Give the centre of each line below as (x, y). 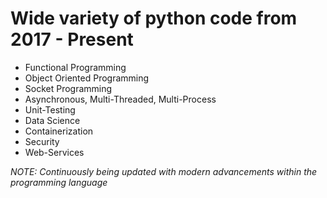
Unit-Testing (50, 109)
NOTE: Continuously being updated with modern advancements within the (164, 171)
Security (42, 141)
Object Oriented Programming (87, 78)
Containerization (59, 131)
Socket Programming (68, 88)
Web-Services (54, 152)
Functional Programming (75, 67)
